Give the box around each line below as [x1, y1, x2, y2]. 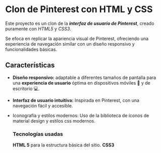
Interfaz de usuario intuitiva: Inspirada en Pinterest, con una [12, 97, 140, 103]
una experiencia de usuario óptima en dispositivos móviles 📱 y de [12, 80, 150, 86]
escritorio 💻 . [12, 85, 40, 92]
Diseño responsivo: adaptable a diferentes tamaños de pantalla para [12, 74, 156, 81]
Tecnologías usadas [12, 130, 63, 137]
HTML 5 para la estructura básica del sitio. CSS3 [12, 142, 115, 148]
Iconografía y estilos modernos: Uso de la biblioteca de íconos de [12, 112, 149, 119]
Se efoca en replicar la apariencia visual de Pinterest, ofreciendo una [5, 35, 149, 42]
